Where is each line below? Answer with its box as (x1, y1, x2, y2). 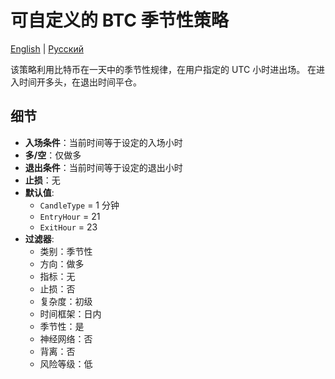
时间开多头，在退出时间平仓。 (18, 76, 142, 88)
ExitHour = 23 (39, 221, 98, 233)
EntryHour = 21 (39, 210, 101, 222)
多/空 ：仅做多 (24, 149, 82, 161)
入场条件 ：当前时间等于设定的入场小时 (24, 136, 183, 148)
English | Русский (10, 42, 84, 55)
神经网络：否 (39, 332, 93, 345)
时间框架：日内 (39, 307, 102, 320)
